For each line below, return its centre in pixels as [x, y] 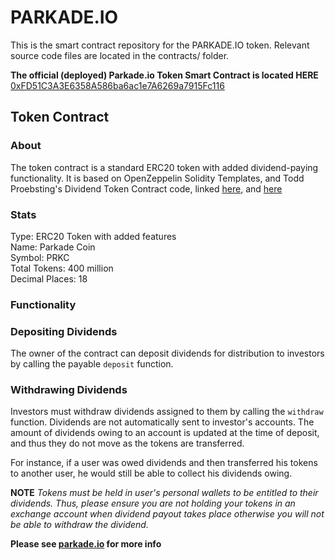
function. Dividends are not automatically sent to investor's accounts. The [162, 422]
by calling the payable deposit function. [92, 364]
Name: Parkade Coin [53, 247]
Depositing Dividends [64, 331]
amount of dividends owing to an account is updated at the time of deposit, [165, 433]
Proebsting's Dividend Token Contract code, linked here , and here [146, 188]
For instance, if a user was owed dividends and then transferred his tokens [164, 463]
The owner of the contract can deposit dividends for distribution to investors [167, 353]
